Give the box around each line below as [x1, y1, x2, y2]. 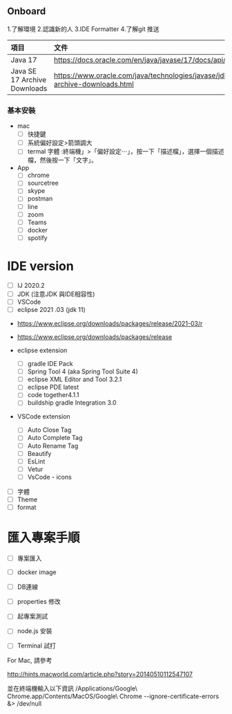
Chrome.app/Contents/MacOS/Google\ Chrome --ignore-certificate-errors [7, 692, 220, 701]
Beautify [27, 449, 52, 457]
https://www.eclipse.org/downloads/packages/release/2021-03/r [17, 320, 203, 328]
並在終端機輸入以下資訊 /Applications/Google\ [7, 684, 138, 693]
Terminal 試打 [17, 641, 57, 650]
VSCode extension [17, 412, 70, 421]
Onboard [7, 6, 46, 17]
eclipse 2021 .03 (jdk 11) [17, 305, 86, 313]
